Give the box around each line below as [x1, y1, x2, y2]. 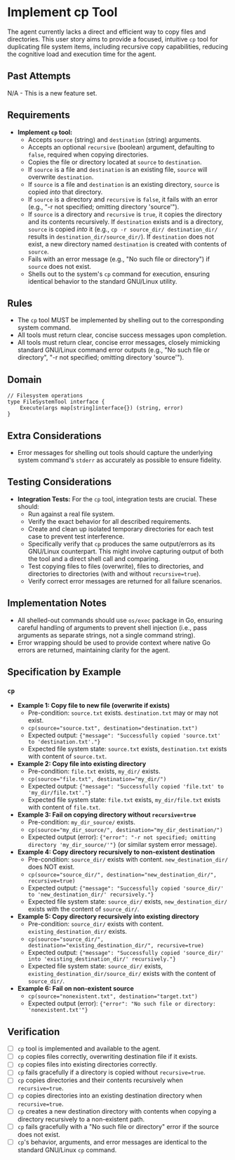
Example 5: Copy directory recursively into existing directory [17, 912, 199, 921]
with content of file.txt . [27, 803, 101, 812]
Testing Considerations [7, 476, 112, 488]
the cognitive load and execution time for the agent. [7, 50, 156, 58]
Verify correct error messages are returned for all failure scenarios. [27, 576, 222, 585]
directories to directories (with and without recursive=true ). [27, 569, 201, 578]
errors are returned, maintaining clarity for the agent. [17, 645, 170, 654]
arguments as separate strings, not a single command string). [17, 631, 196, 639]
